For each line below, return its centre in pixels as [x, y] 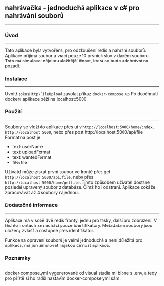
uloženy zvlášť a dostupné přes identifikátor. [50, 231]
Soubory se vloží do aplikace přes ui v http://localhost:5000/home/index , [80, 127]
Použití [13, 112]
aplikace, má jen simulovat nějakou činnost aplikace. [58, 245]
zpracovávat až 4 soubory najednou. [42, 192]
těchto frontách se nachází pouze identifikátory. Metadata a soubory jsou [79, 225]
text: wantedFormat [32, 157]
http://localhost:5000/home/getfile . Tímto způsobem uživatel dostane [78, 182]
